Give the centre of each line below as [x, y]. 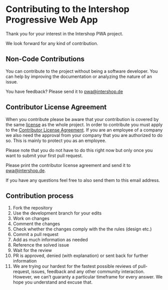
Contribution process [40, 196]
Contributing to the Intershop [67, 9]
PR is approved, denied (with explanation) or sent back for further [80, 255]
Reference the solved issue [41, 245]
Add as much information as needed [50, 240]
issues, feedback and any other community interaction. [88, 271]
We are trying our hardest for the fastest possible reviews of [75, 266]
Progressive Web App [52, 20]
